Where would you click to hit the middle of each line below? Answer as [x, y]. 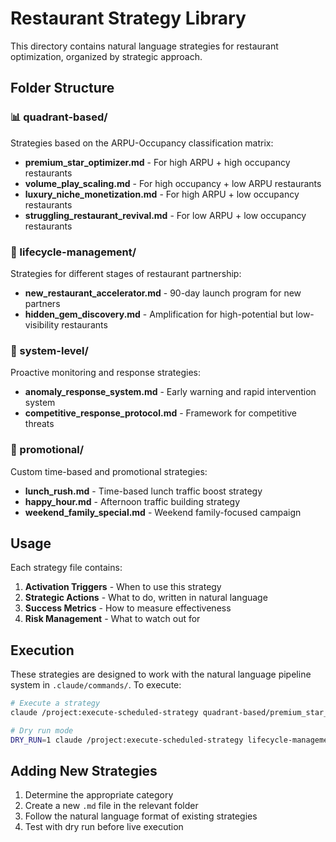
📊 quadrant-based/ [59, 117]
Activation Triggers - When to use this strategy [123, 587]
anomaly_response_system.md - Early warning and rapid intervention [170, 392]
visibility [42, 324]
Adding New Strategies [84, 771]
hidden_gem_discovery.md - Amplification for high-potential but [159, 314]
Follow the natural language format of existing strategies [141, 816]
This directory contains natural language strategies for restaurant [144, 46]
